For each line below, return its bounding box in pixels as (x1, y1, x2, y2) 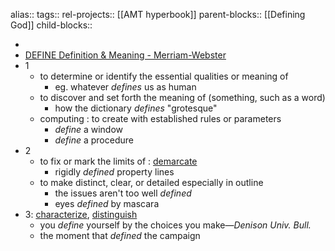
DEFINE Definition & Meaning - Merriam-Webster (24, 49, 227, 61)
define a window (54, 124, 124, 135)
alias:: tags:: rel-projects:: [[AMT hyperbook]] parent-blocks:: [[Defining (10, 9, 306, 20)
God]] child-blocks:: (10, 19, 93, 31)
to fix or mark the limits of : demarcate (39, 155, 198, 167)
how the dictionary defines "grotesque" (54, 102, 218, 114)
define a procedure (54, 134, 134, 146)
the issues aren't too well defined (54, 187, 192, 199)
